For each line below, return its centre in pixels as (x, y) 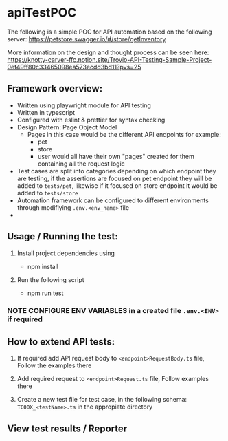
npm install (43, 266)
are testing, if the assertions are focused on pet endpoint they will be (114, 178)
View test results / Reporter (67, 428)
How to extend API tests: (61, 342)
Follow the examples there (54, 365)
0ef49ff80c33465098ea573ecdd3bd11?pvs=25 (74, 67)
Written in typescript (46, 112)
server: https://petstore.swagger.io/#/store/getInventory (87, 39)
